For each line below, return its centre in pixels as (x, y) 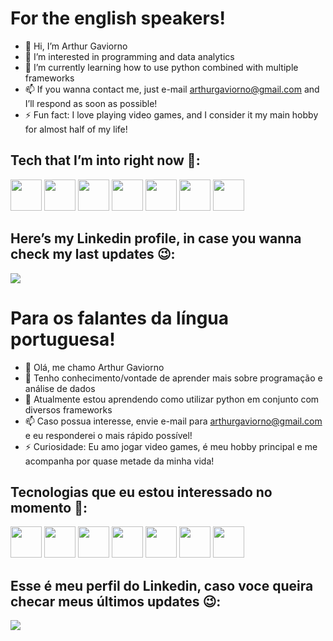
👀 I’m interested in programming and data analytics (129, 56)
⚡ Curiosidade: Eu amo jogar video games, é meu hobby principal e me (171, 446)
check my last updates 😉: (93, 254)
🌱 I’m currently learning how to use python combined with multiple (161, 67)
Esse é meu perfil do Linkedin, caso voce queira (162, 585)
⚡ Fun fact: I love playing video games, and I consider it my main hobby (171, 114)
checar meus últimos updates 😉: (116, 601)
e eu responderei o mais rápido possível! (108, 435)
